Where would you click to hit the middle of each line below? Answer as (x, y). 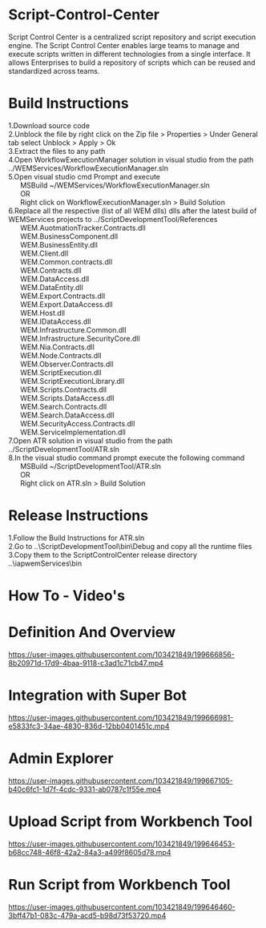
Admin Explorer (61, 759)
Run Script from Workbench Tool (119, 884)
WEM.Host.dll (42, 313)
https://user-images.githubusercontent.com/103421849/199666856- (121, 654)
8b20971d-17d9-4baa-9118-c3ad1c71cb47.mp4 (86, 663)
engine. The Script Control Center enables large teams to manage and (124, 45)
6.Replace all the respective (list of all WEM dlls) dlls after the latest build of (133, 211)
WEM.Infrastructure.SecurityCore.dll (80, 338)
